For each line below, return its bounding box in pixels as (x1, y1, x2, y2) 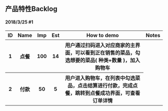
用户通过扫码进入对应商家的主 (64, 41, 135, 48)
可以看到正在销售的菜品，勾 (74, 49, 140, 56)
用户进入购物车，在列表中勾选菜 (64, 74, 140, 81)
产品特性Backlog (5, 4, 57, 13)
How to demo (86, 31, 119, 38)
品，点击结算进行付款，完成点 (67, 82, 138, 89)
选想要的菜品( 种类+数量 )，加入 (64, 56, 140, 63)
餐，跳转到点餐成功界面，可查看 (64, 89, 140, 96)
